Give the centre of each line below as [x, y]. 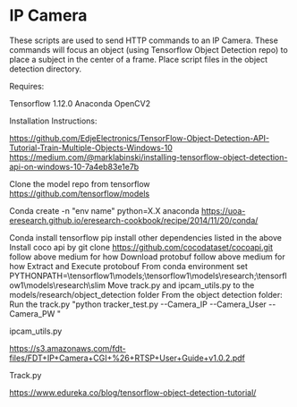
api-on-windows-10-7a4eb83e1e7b [74, 166]
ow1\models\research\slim [57, 285]
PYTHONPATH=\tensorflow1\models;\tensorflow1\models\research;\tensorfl [148, 276]
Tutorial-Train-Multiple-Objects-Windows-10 [91, 148]
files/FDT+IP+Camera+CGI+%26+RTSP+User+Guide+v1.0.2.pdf [127, 358]
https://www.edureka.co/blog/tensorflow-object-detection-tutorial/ [133, 392]
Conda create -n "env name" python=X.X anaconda [104, 210]
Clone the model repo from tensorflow [80, 183]
